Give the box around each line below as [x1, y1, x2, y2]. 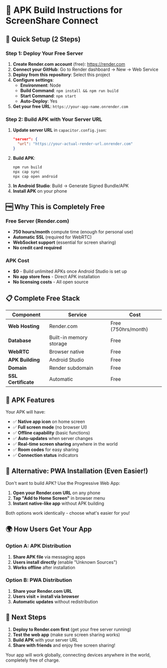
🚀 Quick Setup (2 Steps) [5, 35, 81, 43]
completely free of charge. [5, 657, 60, 663]
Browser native [49, 348, 85, 355]
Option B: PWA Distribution [5, 577, 72, 584]
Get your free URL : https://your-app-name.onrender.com [12, 103, 128, 109]
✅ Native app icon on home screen [12, 419, 86, 425]
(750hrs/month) [110, 326, 148, 333]
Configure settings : [12, 77, 54, 83]
